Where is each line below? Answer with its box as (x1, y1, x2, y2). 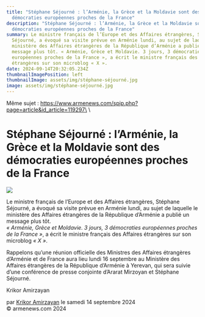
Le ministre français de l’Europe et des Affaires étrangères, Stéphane (6, 198, 180, 205)
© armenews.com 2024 (6, 305, 67, 312)
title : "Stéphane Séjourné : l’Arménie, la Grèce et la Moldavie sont (6, 9, 190, 15)
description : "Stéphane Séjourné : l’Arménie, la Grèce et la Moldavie (6, 20, 192, 26)
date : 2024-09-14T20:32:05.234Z (6, 65, 88, 72)
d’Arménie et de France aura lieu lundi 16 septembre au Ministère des (6, 255, 180, 263)
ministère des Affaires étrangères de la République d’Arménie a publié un (6, 211, 190, 218)
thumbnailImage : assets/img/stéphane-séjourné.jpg (6, 77, 138, 83)
